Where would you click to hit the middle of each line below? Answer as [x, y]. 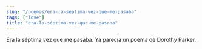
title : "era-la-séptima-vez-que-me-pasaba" [62, 23]
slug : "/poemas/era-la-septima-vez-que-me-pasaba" [72, 12]
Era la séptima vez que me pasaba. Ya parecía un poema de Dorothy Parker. [101, 40]
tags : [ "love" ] [25, 17]
